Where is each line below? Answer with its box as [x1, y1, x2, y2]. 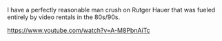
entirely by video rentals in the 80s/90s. [7, 13, 121, 21]
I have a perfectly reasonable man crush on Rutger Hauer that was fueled [7, 6, 216, 14]
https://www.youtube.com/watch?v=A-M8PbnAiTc [7, 27, 150, 34]
